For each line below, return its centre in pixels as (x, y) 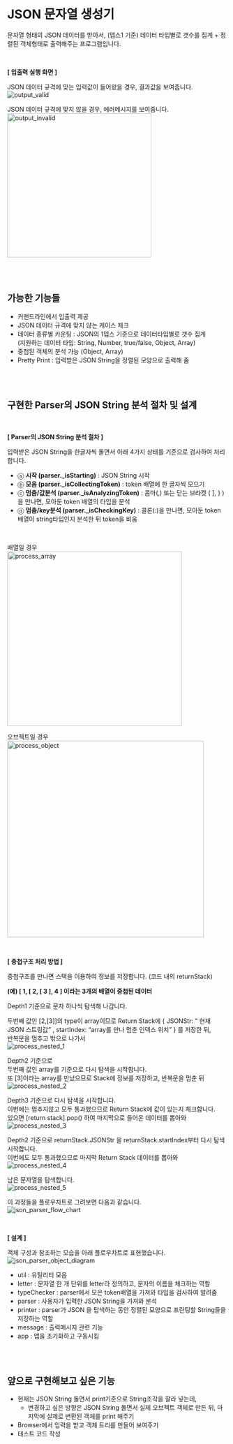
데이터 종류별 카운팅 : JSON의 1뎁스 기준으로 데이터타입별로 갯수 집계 (111, 334)
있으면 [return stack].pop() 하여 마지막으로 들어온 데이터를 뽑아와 (97, 1117)
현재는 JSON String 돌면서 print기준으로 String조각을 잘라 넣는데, (107, 1399)
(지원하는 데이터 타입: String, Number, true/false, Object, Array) (106, 342)
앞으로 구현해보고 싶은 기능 (61, 1381)
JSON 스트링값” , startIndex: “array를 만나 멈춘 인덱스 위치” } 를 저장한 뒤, (109, 1029)
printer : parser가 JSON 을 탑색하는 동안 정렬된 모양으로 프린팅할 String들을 (122, 1309)
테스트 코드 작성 (39, 1434)
